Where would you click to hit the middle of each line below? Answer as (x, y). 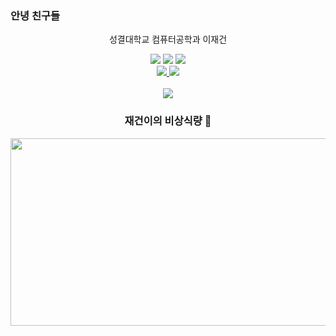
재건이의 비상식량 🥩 (168, 121)
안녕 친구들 (35, 15)
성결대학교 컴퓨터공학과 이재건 (168, 39)
